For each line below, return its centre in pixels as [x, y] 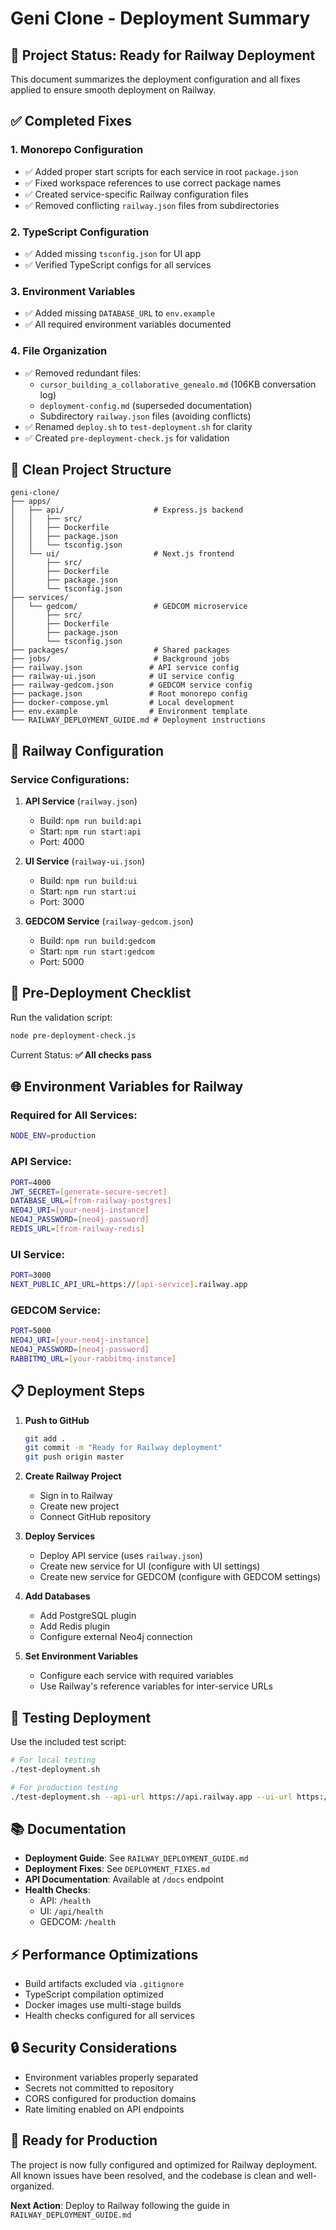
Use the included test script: [68, 1741]
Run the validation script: [61, 1017]
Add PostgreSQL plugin [88, 1616]
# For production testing [64, 1787]
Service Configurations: [70, 779]
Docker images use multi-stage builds [103, 2005]
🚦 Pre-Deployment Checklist [101, 993]
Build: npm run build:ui [88, 881]
